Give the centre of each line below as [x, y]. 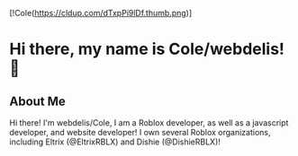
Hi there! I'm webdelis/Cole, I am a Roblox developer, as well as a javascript [149, 123]
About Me [37, 101]
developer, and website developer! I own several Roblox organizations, [140, 132]
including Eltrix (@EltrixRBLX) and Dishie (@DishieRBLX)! [115, 142]
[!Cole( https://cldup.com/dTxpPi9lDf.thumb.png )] [101, 13]
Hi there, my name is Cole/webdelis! [147, 49]
